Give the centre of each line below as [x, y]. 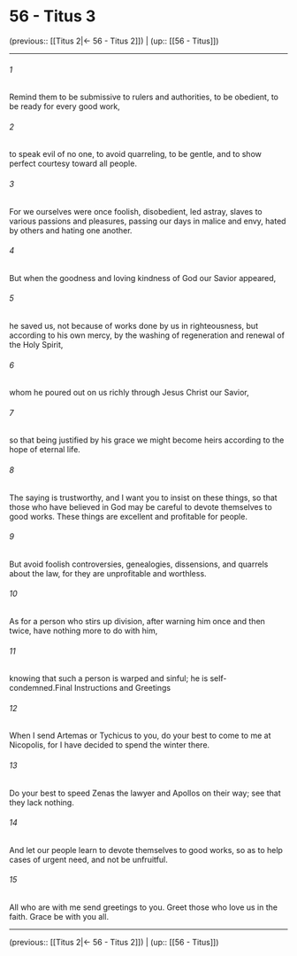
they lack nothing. [42, 802]
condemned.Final [41, 688]
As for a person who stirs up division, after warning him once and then [137, 621]
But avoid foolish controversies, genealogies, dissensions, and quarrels [139, 564]
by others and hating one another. [71, 230]
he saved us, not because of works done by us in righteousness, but [134, 325]
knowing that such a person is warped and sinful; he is [109, 678]
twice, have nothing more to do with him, [84, 631]
